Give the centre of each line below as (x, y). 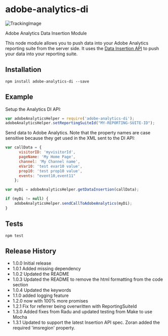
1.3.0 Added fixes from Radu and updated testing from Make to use (82, 312)
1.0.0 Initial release (32, 263)
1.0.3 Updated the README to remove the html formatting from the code (88, 279)
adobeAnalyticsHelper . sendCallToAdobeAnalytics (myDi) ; (73, 204)
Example (19, 97)
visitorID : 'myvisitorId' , (47, 152)
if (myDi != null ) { (27, 199)
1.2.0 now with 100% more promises (50, 301)
